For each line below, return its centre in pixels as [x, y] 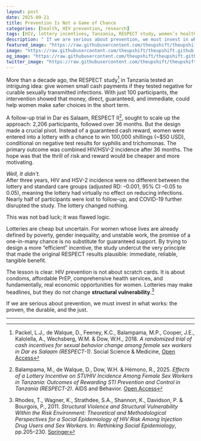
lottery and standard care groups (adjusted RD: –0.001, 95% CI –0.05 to [94, 186]
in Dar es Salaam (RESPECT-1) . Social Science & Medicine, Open [95, 352]
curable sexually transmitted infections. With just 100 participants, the [92, 93]
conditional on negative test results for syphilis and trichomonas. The [91, 143]
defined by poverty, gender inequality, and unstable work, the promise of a [98, 235]
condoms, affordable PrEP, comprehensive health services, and [85, 278]
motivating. [20, 162]
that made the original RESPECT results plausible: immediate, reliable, [92, 254]
